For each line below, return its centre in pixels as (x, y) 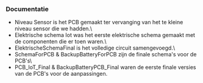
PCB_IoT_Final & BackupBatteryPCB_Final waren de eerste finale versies (105, 67)
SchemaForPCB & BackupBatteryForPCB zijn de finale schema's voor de (105, 55)
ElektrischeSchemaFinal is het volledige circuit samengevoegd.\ (94, 48)
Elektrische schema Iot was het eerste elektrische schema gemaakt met (105, 35)
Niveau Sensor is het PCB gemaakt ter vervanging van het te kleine (99, 22)
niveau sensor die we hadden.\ (53, 28)
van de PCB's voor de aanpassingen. (61, 74)
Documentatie (27, 9)
